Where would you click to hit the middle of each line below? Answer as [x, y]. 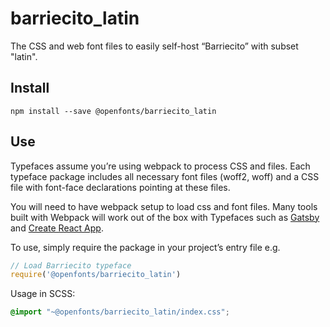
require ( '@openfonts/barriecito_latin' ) [96, 275]
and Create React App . [57, 228]
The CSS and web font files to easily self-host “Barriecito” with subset [154, 46]
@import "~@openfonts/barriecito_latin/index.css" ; [120, 312]
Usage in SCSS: [43, 294]
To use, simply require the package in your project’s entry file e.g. [145, 247]
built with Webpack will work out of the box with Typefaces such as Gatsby [165, 217]
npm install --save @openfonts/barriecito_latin [113, 111]
